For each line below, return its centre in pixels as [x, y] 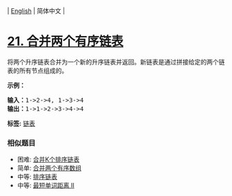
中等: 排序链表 [37, 177]
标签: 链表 [21, 123]
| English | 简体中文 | [36, 11]
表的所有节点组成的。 [37, 70]
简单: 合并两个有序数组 [49, 168]
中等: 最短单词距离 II [46, 186]
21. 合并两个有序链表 [65, 42]
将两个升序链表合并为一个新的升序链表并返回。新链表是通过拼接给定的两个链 [116, 62]
